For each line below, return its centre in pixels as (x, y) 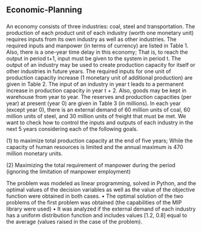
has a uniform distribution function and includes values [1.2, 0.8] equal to (97, 215)
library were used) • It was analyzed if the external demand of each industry (101, 209)
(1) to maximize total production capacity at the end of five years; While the (99, 141)
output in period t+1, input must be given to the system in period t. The (94, 59)
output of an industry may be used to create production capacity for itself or (101, 65)
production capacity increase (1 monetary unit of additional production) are (99, 78)
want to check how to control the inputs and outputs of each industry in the (100, 122)
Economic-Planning (44, 10)
